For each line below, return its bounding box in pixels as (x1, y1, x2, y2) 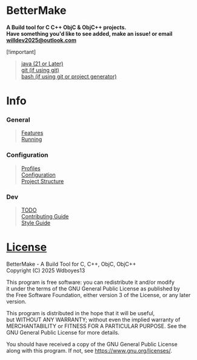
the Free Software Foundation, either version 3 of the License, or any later (6, 291, 191, 298)
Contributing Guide (21, 213, 69, 220)
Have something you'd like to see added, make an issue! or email (6, 30, 173, 37)
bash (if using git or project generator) (21, 73, 117, 80)
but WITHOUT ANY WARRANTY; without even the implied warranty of (6, 316, 181, 323)
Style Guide (21, 219, 50, 227)
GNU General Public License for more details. (6, 329, 120, 336)
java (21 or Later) (21, 60, 64, 67)
